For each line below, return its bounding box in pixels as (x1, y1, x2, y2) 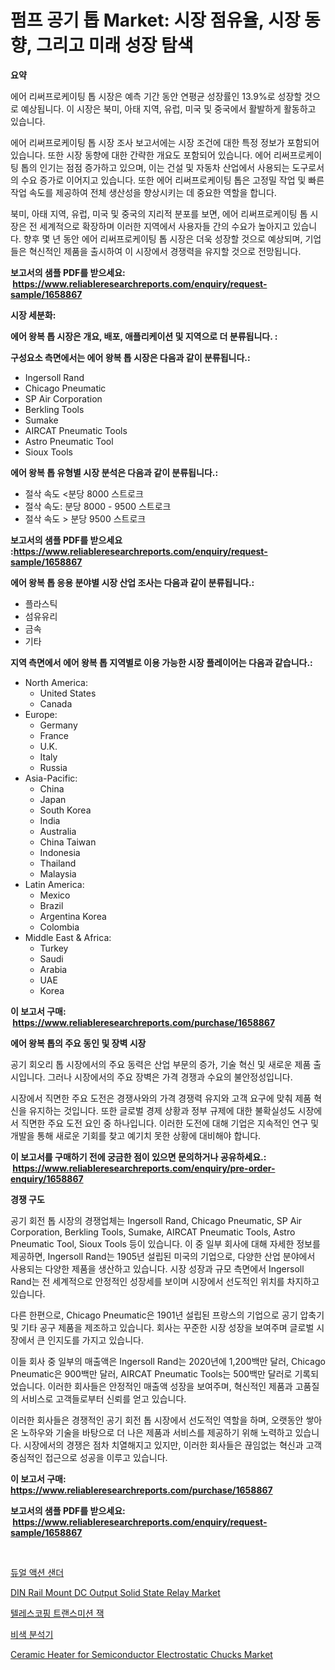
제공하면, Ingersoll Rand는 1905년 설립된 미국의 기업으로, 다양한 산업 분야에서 (10, 1250, 316, 1262)
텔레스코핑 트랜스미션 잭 (10, 1607, 105, 1619)
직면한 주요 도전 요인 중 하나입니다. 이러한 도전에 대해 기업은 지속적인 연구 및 (20, 1117, 320, 1129)
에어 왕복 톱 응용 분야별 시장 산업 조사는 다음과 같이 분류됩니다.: (10, 576, 255, 588)
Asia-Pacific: (24, 772, 78, 784)
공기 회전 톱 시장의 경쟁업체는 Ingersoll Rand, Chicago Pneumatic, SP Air (10, 1214, 303, 1226)
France (39, 729, 70, 741)
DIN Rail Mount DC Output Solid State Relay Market (10, 1586, 221, 1598)
